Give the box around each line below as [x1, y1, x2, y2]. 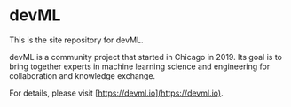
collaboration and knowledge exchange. [9, 70, 156, 80]
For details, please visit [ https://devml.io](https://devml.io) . [9, 88, 224, 98]
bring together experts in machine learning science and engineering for [9, 61, 271, 72]
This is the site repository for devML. [9, 34, 144, 45]
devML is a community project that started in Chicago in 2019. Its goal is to [9, 51, 282, 62]
